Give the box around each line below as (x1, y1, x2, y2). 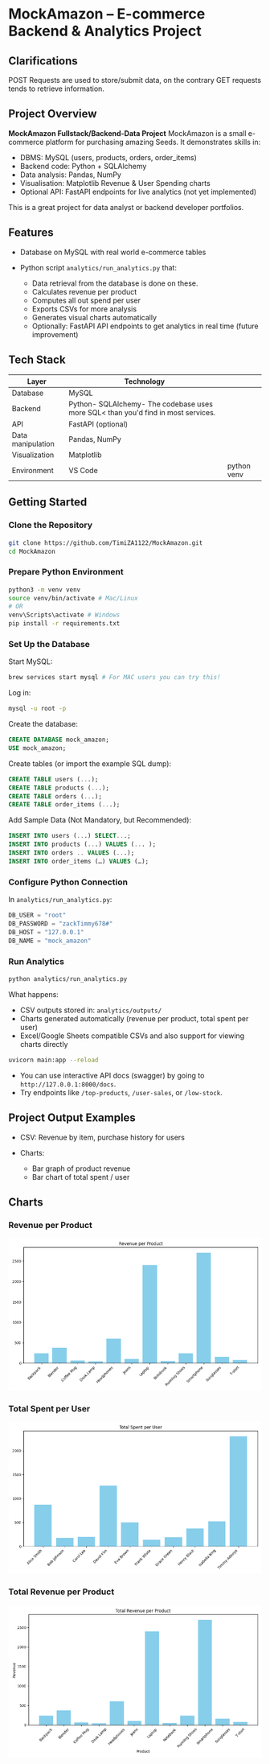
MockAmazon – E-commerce (8, 5, 206, 23)
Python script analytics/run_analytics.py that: (19, 262, 177, 272)
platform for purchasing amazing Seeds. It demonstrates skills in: (45, 137, 261, 146)
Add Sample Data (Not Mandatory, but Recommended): (8, 815, 191, 825)
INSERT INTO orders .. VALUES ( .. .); (8, 849, 135, 857)
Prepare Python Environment (8, 567, 124, 578)
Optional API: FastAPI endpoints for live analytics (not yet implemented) (19, 187, 257, 196)
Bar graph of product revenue (31, 1164, 131, 1173)
